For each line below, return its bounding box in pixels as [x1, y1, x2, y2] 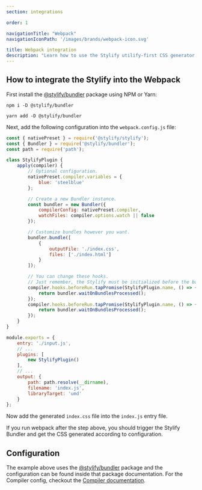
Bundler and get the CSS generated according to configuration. [6, 430, 164, 438]
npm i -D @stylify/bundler [6, 102, 74, 108]
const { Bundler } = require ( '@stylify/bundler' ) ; [6, 141, 136, 147]
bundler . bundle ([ [28, 234, 71, 240]
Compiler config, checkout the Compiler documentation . [6, 477, 146, 484]
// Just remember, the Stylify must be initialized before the [28, 279, 189, 286]
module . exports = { [6, 334, 55, 340]
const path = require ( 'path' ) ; [6, 146, 85, 152]
